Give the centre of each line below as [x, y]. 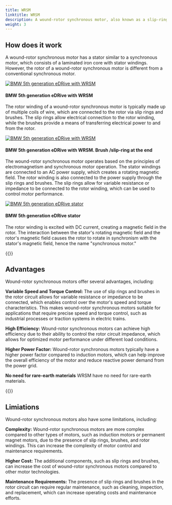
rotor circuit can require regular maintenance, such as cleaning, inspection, [84, 487]
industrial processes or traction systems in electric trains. [66, 319]
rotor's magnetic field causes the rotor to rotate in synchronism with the [81, 238]
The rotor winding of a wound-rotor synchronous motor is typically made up [85, 107]
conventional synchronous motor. [40, 74]
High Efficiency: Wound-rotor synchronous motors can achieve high [78, 328]
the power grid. [21, 366]
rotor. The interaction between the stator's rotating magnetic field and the [83, 232]
